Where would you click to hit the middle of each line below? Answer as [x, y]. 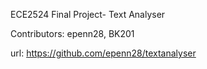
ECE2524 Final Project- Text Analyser [88, 14]
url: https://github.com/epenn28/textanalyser [103, 53]
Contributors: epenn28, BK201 [72, 33]
